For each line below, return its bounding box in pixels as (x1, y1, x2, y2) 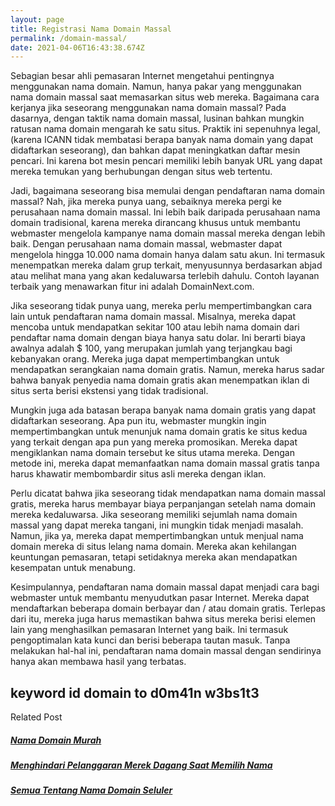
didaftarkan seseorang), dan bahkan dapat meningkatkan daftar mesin (10, 144, 301, 156)
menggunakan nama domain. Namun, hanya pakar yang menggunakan (10, 81, 302, 93)
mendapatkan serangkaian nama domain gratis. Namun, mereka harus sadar (10, 364, 325, 376)
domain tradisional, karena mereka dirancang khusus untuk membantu (10, 217, 301, 229)
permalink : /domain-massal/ (10, 33, 128, 43)
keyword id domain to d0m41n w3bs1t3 (10, 684, 260, 701)
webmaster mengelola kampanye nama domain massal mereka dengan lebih (10, 227, 326, 240)
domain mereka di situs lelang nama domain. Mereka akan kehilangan (10, 541, 297, 553)
